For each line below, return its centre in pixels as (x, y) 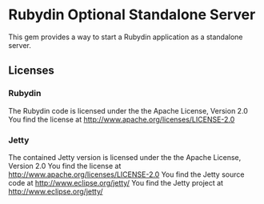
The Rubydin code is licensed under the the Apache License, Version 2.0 (128, 110)
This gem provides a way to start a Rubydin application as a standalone (126, 37)
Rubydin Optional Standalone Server (132, 15)
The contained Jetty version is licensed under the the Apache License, (125, 157)
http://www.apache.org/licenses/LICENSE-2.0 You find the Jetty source (126, 174)
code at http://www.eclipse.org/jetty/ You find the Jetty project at (116, 182)
